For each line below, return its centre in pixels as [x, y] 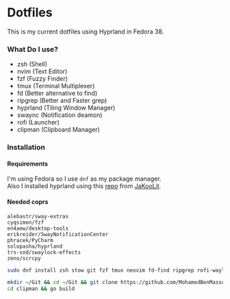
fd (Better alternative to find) [57, 93]
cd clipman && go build [41, 289]
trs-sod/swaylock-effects [44, 252]
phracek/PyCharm [30, 240]
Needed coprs [28, 201]
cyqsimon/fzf [26, 222]
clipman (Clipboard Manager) [59, 130]
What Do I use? [33, 49]
